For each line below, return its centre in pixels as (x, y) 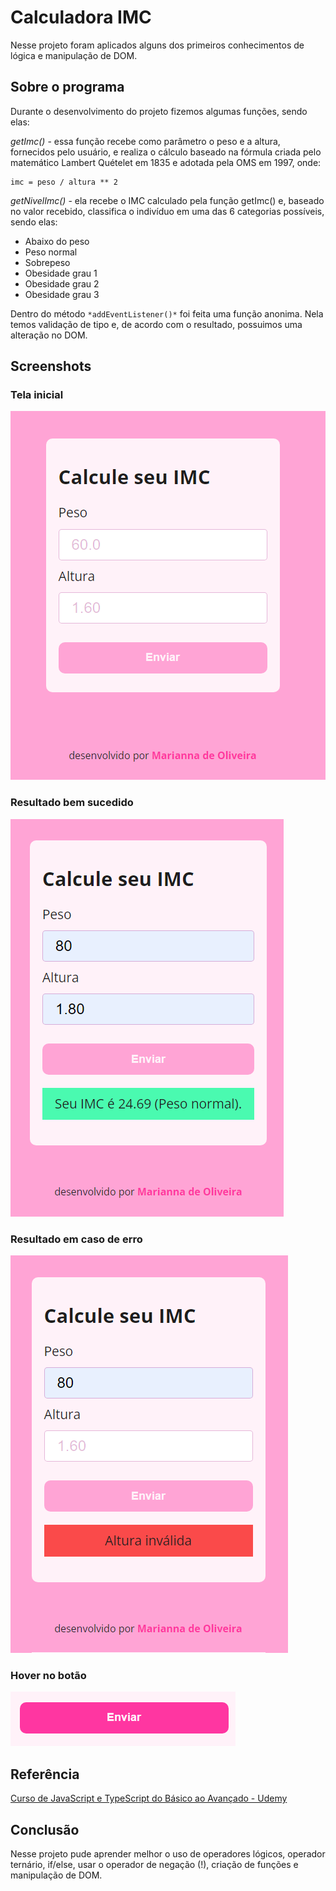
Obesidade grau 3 (62, 294)
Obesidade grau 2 (62, 283)
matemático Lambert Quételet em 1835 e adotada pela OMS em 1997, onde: (166, 162)
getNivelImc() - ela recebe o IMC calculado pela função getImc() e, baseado (167, 200)
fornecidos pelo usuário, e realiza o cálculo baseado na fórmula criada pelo (166, 152)
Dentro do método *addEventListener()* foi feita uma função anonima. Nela (167, 313)
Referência (45, 1774)
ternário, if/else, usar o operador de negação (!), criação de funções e (154, 1864)
